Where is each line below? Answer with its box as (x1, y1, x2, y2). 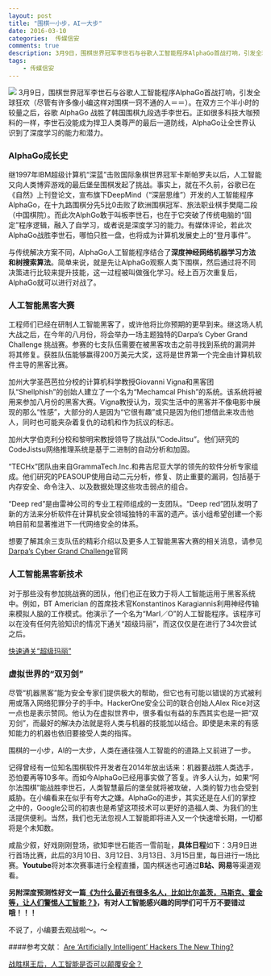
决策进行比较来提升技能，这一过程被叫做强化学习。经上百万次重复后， (8, 268, 242, 277)
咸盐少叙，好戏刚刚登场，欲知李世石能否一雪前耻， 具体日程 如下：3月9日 (8, 840, 251, 849)
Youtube (23, 860, 52, 870)
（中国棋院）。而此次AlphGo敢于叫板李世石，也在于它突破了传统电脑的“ (8, 211, 244, 220)
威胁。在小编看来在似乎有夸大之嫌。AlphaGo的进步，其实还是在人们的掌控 (8, 792, 256, 803)
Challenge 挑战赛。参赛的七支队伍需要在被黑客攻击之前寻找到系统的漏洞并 (8, 340, 256, 349)
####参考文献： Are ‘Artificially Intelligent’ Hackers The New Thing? (8, 941, 234, 952)
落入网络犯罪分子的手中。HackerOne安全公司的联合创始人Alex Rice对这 (22, 698, 261, 707)
